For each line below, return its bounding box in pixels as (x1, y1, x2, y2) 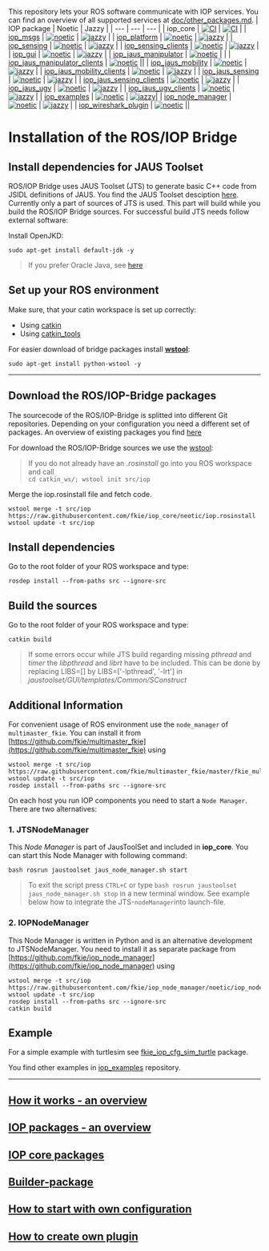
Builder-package (8, 1176, 94, 1189)
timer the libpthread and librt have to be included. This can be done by (27, 658, 261, 668)
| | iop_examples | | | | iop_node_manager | (35, 92, 232, 101)
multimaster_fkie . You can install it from (8, 728, 142, 738)
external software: (8, 215, 69, 225)
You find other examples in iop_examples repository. (8, 1063, 182, 1073)
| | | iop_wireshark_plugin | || (38, 100, 191, 110)
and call (27, 467, 54, 476)
